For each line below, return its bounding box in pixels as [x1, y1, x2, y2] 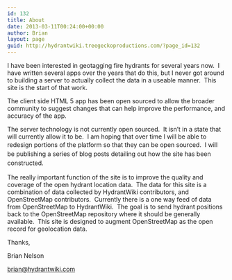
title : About [7, 17, 45, 24]
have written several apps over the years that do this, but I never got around [7, 69, 224, 77]
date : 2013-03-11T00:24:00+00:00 [7, 23, 104, 30]
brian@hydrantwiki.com [7, 265, 76, 273]
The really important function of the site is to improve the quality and [7, 173, 204, 181]
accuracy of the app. [7, 112, 67, 120]
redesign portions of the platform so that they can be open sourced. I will [7, 141, 218, 149]
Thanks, [7, 238, 31, 246]
